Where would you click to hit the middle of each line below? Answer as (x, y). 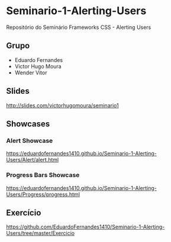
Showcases (28, 124)
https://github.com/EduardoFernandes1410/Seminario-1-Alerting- (85, 227)
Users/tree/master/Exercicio (41, 233)
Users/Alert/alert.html (33, 160)
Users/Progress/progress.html (43, 194)
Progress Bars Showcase (43, 175)
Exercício (24, 213)
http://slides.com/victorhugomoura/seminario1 (63, 105)
